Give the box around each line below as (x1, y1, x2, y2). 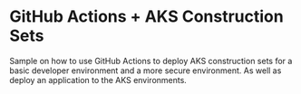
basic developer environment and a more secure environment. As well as (9, 65, 282, 76)
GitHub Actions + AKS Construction (9, 6, 284, 27)
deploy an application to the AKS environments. (9, 74, 188, 85)
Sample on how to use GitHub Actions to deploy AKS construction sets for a (9, 55, 293, 66)
